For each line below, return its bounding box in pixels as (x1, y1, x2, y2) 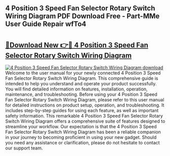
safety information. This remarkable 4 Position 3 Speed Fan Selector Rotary (5, 113, 163, 119)
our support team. (5, 145, 43, 151)
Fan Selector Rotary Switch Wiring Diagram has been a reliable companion (5, 129, 161, 135)
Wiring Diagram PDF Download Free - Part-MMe (5, 12, 160, 21)
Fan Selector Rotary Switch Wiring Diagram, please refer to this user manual (5, 97, 164, 102)
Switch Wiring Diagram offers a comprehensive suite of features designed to (5, 118, 165, 124)
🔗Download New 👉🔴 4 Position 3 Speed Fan (5, 40, 149, 49)
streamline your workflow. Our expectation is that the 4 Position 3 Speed (5, 124, 157, 129)
